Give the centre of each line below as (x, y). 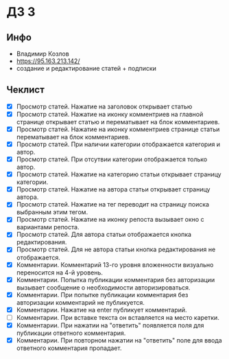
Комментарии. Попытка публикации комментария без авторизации (116, 279)
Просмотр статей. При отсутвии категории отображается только (112, 159)
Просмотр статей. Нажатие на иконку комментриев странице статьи (118, 129)
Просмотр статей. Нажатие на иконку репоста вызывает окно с (110, 220)
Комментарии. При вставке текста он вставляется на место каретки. (118, 317)
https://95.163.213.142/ (48, 61)
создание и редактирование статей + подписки (86, 68)
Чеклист (26, 90)
